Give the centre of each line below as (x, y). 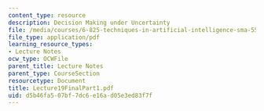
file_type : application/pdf (54, 37)
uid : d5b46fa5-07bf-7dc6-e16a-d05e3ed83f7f (81, 95)
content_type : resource (47, 15)
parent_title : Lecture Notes (56, 66)
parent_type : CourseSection (54, 73)
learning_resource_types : (50, 45)
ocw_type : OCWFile (38, 59)
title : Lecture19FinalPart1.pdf (61, 88)
